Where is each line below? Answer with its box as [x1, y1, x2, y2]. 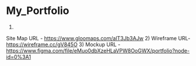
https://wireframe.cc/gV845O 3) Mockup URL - [6, 41, 121, 48]
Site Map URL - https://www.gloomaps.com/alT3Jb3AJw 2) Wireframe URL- [6, 34, 191, 41]
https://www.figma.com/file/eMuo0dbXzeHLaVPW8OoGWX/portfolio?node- [6, 47, 190, 54]
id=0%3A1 [6, 53, 31, 60]
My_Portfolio [6, 4, 69, 18]
